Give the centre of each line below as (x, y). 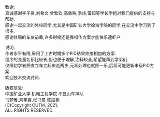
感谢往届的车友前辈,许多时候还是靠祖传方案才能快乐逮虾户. (64, 37)
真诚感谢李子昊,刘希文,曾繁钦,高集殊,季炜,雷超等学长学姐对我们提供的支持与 (80, 13)
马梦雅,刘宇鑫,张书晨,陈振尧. (33, 100)
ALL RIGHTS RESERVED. (29, 110)
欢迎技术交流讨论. (23, 78)
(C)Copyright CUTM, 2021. (32, 105)
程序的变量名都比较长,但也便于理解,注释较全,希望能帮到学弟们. (67, 59)
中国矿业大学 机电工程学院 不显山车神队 (44, 94)
